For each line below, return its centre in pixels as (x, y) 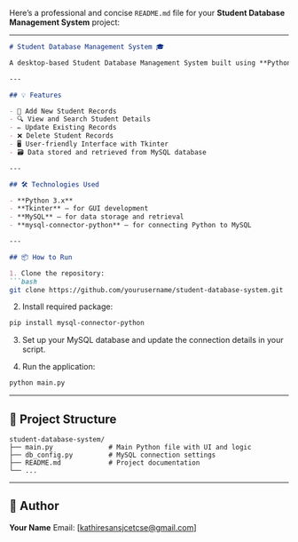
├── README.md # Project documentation (105, 462)
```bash (24, 282)
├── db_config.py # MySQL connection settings (113, 455)
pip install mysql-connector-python (77, 323)
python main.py (37, 383)
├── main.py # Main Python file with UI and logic (130, 447)
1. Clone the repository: (57, 273)
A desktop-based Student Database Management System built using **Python (150, 63)
